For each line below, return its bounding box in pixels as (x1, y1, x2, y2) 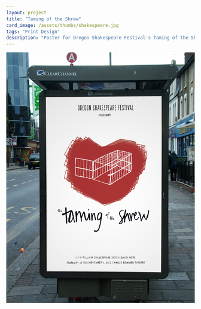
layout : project (6, 10, 47, 16)
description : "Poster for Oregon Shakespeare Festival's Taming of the (6, 35, 188, 41)
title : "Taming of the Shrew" (6, 16, 82, 22)
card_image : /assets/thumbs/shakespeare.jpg (6, 22, 119, 28)
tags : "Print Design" (6, 29, 60, 35)
